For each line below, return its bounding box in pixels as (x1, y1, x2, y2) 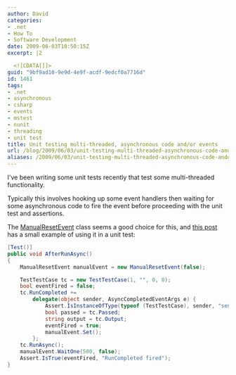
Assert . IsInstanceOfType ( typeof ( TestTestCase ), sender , (44, 303, 216, 310)
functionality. (7, 181, 46, 189)
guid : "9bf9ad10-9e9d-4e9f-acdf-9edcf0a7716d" (7, 68, 146, 76)
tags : (7, 82, 23, 89)
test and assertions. (7, 209, 65, 217)
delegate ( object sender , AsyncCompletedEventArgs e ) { (32, 296, 197, 303)
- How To (7, 30, 33, 37)
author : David (7, 10, 49, 18)
